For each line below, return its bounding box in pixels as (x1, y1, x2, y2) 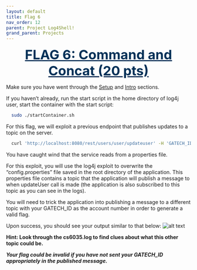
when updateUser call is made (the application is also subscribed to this (6, 181, 180, 188)
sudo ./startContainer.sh (11, 112, 75, 119)
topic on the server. (6, 129, 53, 136)
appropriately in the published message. (6, 257, 108, 264)
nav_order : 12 (6, 19, 41, 25)
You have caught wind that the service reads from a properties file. (6, 151, 168, 158)
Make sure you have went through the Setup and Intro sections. (6, 84, 159, 91)
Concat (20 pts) (48, 63, 149, 79)
